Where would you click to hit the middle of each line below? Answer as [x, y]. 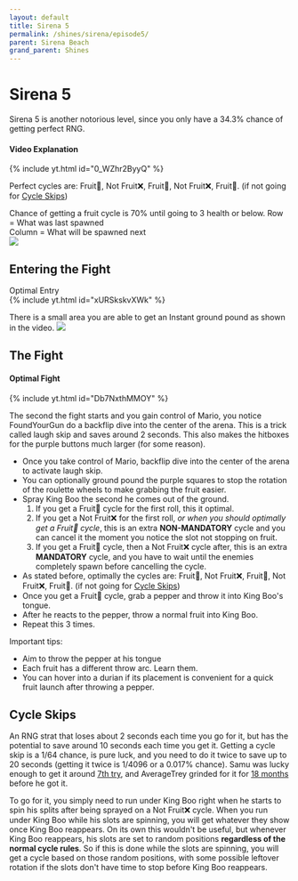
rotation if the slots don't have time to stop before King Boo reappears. [139, 868]
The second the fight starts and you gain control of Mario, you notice [136, 416]
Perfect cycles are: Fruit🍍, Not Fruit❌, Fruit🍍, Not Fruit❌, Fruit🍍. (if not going [148, 186]
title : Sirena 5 [39, 26]
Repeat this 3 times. [58, 624]
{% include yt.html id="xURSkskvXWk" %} [88, 300]
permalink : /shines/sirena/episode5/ [79, 34]
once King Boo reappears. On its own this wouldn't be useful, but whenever [148, 829]
